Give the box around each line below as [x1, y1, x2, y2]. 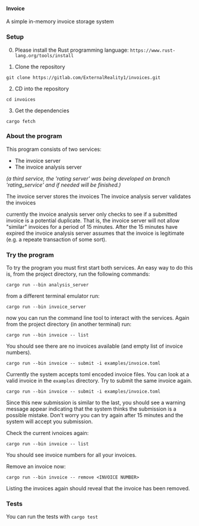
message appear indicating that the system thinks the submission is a [6, 405, 176, 412]
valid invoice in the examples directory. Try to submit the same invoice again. [6, 377, 192, 385]
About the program [6, 132, 62, 140]
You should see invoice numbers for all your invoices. [6, 452, 137, 459]
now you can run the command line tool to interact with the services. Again [6, 314, 190, 322]
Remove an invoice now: [6, 463, 66, 470]
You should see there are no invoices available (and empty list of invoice [6, 342, 183, 350]
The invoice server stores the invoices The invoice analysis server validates [6, 193, 191, 200]
